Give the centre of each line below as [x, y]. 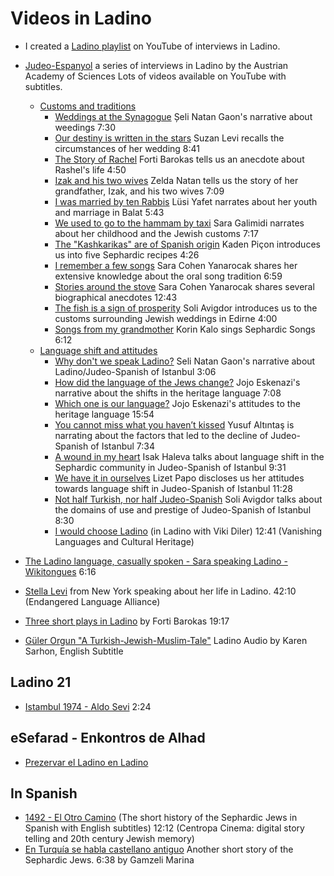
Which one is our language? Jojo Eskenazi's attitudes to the [177, 403]
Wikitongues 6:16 [60, 571]
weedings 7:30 [85, 127]
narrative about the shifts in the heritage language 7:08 [168, 393]
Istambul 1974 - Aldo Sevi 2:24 [88, 706]
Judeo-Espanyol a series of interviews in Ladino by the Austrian [156, 65]
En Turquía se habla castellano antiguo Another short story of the [159, 849]
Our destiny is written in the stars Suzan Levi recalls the [169, 138]
